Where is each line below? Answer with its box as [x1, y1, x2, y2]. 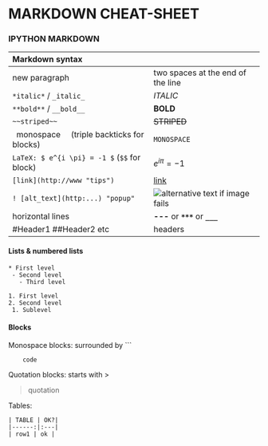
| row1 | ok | [8, 430, 56, 438]
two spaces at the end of [153, 67, 247, 78]
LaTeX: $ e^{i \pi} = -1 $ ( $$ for [12, 152, 141, 164]
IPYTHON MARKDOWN [8, 34, 100, 45]
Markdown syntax [12, 53, 83, 65]
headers [153, 224, 185, 235]
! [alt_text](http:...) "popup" [12, 194, 136, 203]
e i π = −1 [153, 156, 185, 169]
